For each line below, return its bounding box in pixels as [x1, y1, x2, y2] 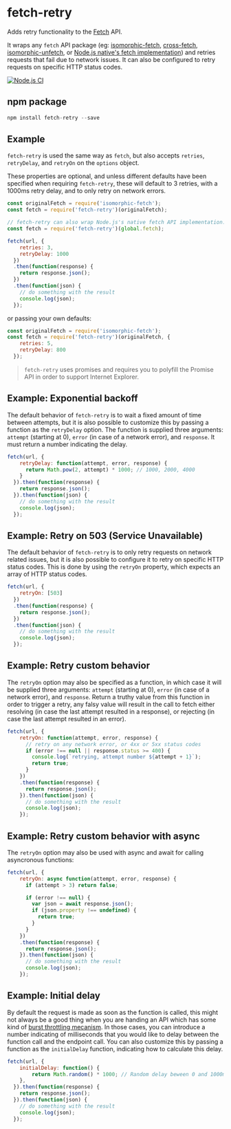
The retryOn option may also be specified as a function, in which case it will [7, 678, 222, 686]
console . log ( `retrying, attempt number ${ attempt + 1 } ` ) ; [32, 754, 201, 760]
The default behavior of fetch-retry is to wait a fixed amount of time [7, 410, 201, 419]
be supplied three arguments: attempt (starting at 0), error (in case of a [7, 686, 210, 694]
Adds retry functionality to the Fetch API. [7, 28, 122, 36]
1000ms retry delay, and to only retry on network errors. [7, 187, 166, 195]
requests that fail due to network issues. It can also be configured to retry [7, 55, 215, 63]
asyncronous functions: [7, 855, 74, 864]
